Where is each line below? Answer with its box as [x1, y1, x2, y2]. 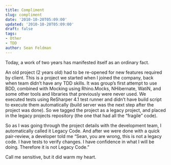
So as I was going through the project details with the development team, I [5, 122, 162, 128]
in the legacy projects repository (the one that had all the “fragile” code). [5, 113, 158, 119]
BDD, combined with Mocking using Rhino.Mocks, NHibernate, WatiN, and [5, 85, 161, 92]
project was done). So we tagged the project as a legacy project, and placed [5, 107, 166, 113]
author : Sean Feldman [5, 45, 52, 50]
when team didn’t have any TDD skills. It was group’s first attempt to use [5, 80, 157, 86]
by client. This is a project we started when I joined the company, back [5, 74, 154, 80]
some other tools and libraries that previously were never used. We [5, 91, 146, 97]
